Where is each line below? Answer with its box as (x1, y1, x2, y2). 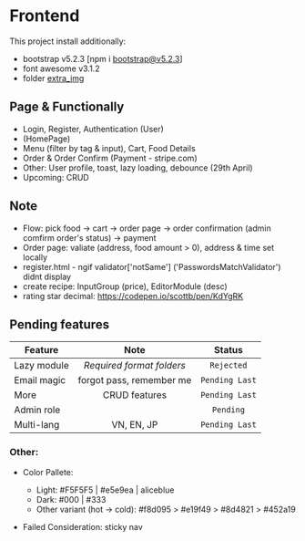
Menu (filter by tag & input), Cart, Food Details (22, 142, 196, 153)
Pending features (9, 317, 110, 332)
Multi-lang (14, 419, 60, 432)
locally (22, 252, 48, 263)
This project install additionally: (9, 36, 127, 47)
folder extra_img (22, 72, 85, 83)
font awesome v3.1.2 (22, 63, 100, 74)
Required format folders (83, 359, 187, 372)
